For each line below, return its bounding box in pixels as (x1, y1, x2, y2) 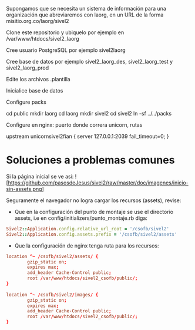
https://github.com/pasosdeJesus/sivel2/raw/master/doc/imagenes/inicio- (8, 179, 189, 186)
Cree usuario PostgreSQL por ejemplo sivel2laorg (6, 47, 126, 54)
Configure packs (6, 98, 47, 105)
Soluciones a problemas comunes (6, 153, 175, 167)
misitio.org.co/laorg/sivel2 (6, 18, 69, 24)
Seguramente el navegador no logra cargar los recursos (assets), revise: (6, 197, 181, 204)
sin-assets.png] (6, 185, 44, 192)
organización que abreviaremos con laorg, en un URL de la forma (6, 11, 164, 18)
